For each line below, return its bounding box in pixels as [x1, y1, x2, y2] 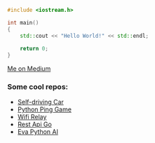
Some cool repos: [7, 82, 69, 92]
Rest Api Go [17, 120, 53, 129]
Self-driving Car [17, 98, 65, 107]
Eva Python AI [17, 128, 58, 136]
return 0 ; [20, 46, 49, 53]
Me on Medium [7, 64, 51, 73]
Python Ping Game [17, 105, 72, 114]
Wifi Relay [17, 113, 47, 121]
